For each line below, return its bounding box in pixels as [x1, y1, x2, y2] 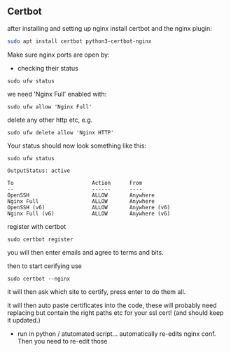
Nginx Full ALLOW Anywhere [7, 197, 155, 205]
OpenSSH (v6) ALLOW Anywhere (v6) [7, 204, 171, 211]
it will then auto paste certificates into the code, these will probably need [7, 301, 217, 309]
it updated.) [7, 316, 41, 324]
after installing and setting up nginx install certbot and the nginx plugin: [7, 24, 212, 32]
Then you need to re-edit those [17, 337, 108, 345]
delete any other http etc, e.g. [7, 115, 93, 124]
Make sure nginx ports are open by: [7, 50, 110, 59]
